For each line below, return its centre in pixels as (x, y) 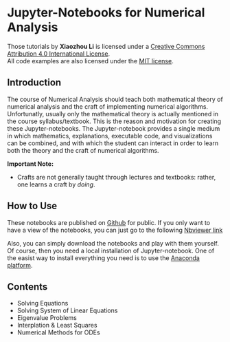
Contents (27, 287)
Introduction (34, 83)
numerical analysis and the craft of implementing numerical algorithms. (107, 106)
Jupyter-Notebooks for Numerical (106, 13)
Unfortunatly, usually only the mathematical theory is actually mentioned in (113, 114)
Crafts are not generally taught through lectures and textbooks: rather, (116, 177)
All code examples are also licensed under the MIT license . (90, 61)
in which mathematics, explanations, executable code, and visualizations (110, 136)
